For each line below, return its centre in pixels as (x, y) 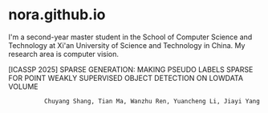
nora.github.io (57, 15)
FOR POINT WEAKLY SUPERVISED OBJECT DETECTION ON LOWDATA (126, 78)
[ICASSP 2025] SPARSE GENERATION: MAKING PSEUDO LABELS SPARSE (131, 69)
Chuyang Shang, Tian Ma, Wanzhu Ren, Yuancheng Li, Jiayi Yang (152, 101)
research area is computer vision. (63, 54)
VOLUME (23, 87)
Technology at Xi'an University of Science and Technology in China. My (127, 45)
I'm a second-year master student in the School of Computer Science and (130, 37)
